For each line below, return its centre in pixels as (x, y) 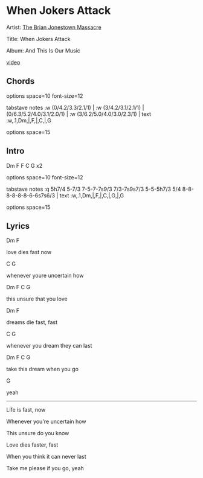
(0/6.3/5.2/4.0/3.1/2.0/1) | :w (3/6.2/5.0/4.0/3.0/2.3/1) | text (79, 114)
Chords (21, 81)
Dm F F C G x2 (24, 165)
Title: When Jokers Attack (38, 39)
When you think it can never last (46, 457)
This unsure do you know (38, 433)
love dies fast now (29, 252)
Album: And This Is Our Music (43, 50)
